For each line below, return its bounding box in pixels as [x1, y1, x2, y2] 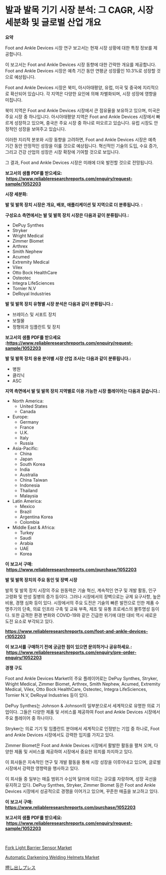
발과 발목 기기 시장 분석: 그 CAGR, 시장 [5, 4, 154, 16]
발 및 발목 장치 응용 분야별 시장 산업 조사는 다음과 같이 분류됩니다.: [5, 355, 131, 361]
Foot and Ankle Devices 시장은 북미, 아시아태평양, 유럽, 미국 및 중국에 [5, 84, 142, 90]
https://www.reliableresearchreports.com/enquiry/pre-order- [6, 649, 137, 655]
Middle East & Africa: [12, 524, 55, 530]
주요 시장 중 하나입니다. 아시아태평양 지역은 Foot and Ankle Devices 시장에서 [5, 114, 155, 120]
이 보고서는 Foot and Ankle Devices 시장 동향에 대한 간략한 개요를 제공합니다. [5, 62, 157, 67]
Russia [19, 440, 34, 446]
